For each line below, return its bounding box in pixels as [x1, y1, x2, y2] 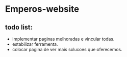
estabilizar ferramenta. [12, 41, 58, 47]
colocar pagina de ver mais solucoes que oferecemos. [12, 47, 123, 52]
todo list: [5, 23, 33, 31]
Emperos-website [5, 3, 79, 15]
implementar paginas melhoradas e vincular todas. [12, 36, 115, 42]
